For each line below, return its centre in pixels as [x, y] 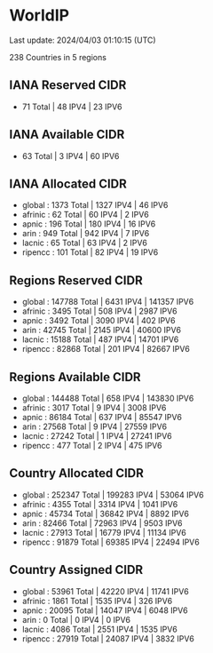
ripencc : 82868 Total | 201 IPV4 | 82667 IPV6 [106, 349]
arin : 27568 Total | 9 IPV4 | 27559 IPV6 [94, 426]
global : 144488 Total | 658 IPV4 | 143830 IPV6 [108, 398]
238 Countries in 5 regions [58, 57]
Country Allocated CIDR [77, 473]
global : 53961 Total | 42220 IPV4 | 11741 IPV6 [105, 591]
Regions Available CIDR [75, 377]
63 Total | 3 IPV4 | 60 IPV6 [71, 155]
